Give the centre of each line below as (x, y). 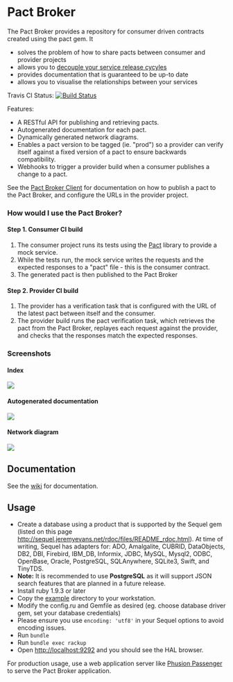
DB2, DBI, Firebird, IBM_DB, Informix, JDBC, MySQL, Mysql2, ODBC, (115, 554)
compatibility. (36, 159)
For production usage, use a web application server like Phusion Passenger (115, 664)
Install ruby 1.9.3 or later (52, 591)
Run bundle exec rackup (52, 643)
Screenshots (29, 354)
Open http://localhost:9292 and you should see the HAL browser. (110, 650)
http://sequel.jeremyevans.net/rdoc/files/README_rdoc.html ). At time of (120, 539)
